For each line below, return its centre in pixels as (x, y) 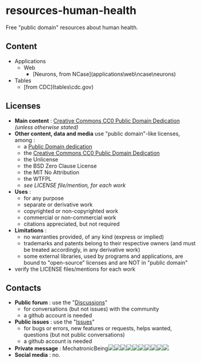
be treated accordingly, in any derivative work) (82, 249)
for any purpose (44, 198)
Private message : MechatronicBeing (61, 348)
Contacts (24, 288)
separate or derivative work (58, 205)
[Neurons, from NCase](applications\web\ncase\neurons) (104, 74)
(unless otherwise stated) (46, 127)
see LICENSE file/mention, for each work (74, 185)
